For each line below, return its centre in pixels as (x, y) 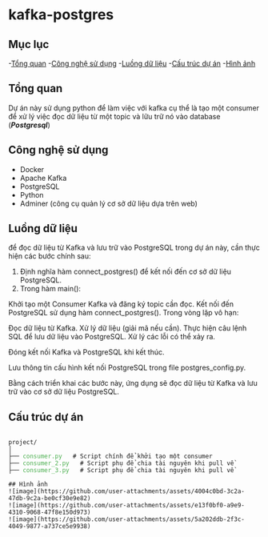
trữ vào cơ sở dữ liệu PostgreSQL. (64, 392)
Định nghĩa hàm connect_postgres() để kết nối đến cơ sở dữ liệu (126, 272)
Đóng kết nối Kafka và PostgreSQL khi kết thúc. (86, 352)
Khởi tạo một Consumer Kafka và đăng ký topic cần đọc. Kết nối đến (121, 304)
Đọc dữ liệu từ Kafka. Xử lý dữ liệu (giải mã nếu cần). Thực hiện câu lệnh (128, 328)
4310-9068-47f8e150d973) (50, 513)
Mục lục (29, 44)
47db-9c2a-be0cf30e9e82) (50, 499)
